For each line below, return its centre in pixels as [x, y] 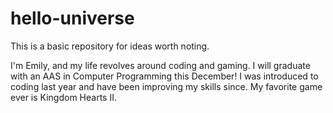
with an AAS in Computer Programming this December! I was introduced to [164, 76]
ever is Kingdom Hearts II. [63, 97]
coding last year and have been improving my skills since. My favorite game [166, 86]
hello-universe [72, 18]
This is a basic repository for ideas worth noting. [110, 46]
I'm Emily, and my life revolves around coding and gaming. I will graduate [160, 65]
